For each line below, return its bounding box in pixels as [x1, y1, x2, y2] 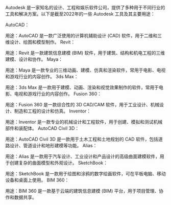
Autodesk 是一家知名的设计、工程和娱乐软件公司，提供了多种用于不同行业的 [5, 5, 165, 10]
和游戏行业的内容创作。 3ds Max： [5, 74, 79, 79]
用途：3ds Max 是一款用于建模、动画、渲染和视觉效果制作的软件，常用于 [5, 84, 159, 90]
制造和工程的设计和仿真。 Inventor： [14, 108, 91, 114]
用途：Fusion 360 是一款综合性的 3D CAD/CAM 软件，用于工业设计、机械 [5, 102, 160, 107]
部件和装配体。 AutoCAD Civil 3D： [5, 125, 80, 131]
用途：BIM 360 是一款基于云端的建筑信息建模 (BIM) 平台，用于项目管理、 [5, 188, 159, 194]
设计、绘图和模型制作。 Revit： [9, 39, 76, 45]
